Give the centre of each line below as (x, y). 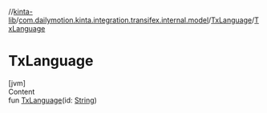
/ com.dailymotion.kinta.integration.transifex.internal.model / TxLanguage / (135, 20)
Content (22, 91)
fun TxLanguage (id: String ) (53, 100)
